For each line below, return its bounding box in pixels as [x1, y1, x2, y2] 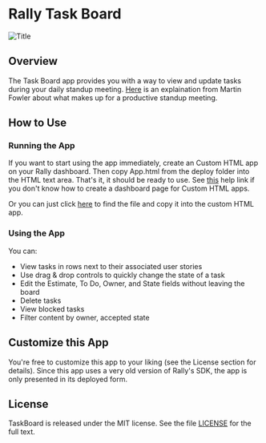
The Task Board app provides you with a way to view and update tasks [8, 75, 242, 85]
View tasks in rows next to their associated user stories [19, 261, 203, 271]
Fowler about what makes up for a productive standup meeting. [8, 93, 218, 103]
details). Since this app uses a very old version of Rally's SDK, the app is [8, 365, 248, 375]
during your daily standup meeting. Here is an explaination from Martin [8, 84, 242, 94]
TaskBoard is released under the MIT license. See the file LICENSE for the [8, 418, 252, 429]
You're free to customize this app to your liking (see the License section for [8, 357, 256, 367]
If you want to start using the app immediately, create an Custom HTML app [8, 158, 259, 168]
